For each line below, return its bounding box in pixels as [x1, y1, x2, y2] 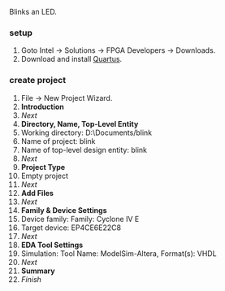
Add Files [20, 188, 54, 198]
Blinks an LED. [9, 7, 58, 16]
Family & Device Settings [20, 205, 107, 215]
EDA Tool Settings [20, 240, 84, 250]
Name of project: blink [20, 136, 96, 145]
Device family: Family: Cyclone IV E [20, 214, 140, 224]
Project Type [20, 162, 66, 172]
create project [9, 75, 67, 86]
